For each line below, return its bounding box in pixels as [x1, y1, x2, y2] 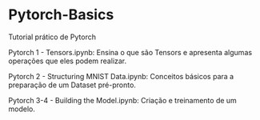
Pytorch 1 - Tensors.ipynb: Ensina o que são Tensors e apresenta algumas [8, 47, 253, 57]
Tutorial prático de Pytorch [8, 32, 96, 42]
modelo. [8, 104, 36, 114]
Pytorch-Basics [8, 6, 114, 24]
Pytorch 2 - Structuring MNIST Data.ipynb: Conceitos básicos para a [8, 71, 234, 81]
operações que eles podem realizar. [8, 56, 127, 66]
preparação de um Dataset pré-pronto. [8, 80, 136, 90]
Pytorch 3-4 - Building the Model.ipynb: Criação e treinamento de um [8, 95, 238, 105]
